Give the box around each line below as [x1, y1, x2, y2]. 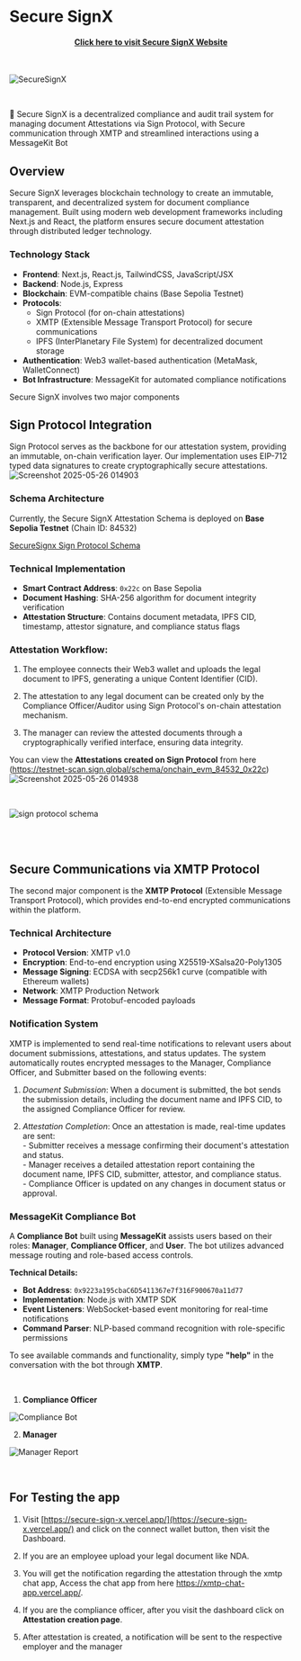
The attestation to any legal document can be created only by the [22, 691, 265, 702]
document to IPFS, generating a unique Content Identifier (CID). [22, 673, 259, 685]
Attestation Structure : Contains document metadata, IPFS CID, [22, 611, 257, 622]
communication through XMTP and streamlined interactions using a [9, 128, 259, 139]
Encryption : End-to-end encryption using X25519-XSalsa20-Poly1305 [22, 956, 283, 968]
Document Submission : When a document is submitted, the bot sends [22, 1084, 281, 1095]
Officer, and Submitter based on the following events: [9, 1066, 207, 1077]
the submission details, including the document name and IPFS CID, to [22, 1093, 283, 1104]
